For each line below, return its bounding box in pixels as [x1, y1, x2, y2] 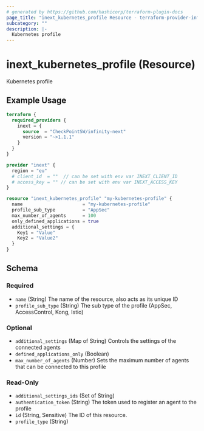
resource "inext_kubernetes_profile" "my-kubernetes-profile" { [6, 196, 172, 202]
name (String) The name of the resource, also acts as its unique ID [15, 295, 178, 303]
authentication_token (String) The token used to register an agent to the [15, 399, 197, 406]
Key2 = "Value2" [17, 235, 59, 241]
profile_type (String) [15, 418, 69, 426]
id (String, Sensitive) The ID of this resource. [15, 412, 127, 419]
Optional [6, 323, 32, 332]
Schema [6, 263, 38, 274]
